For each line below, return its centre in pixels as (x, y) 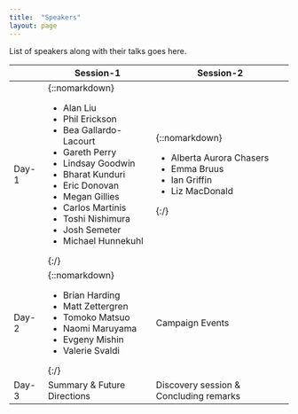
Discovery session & (198, 385)
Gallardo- (102, 129)
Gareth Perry (90, 152)
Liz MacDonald (202, 191)
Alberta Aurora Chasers (220, 158)
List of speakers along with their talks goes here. (98, 51)
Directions (69, 395)
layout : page (33, 26)
